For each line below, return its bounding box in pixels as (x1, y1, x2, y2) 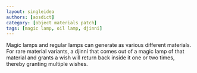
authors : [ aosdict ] (6, 14, 55, 20)
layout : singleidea (6, 8, 55, 15)
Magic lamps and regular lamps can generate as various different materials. (6, 42, 192, 49)
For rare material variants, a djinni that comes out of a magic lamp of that (6, 48, 185, 55)
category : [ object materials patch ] (6, 20, 97, 26)
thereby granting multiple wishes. (6, 61, 88, 68)
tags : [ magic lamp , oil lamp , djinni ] (6, 25, 102, 31)
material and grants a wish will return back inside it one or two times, (6, 54, 175, 61)
